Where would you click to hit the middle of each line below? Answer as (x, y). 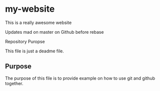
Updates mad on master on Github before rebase (55, 32)
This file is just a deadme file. (35, 51)
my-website (30, 9)
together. (14, 83)
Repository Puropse (25, 41)
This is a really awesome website (38, 23)
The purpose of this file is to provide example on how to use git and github (80, 78)
